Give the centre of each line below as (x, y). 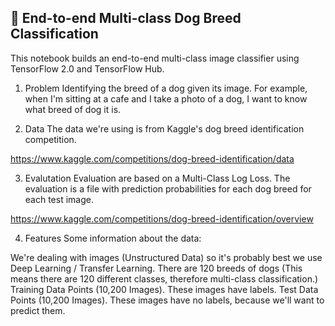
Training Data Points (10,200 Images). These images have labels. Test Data (164, 289)
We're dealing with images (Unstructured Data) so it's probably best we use (166, 257)
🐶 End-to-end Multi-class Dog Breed (126, 18)
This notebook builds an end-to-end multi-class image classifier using (155, 58)
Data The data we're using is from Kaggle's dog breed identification (164, 128)
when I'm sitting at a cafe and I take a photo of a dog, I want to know (166, 98)
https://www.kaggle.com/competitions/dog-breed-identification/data (152, 158)
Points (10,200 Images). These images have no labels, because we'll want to (167, 300)
